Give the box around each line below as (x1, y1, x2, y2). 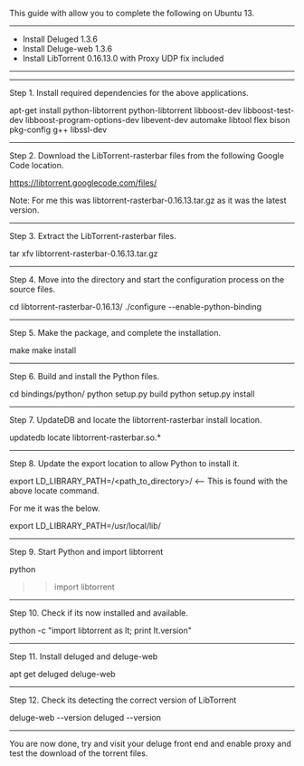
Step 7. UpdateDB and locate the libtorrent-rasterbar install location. (9, 415, 262, 425)
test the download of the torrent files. (9, 748, 148, 759)
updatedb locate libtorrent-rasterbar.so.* (9, 432, 161, 443)
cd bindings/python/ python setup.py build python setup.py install (9, 388, 255, 399)
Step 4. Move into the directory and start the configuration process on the (9, 274, 285, 284)
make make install (9, 345, 77, 356)
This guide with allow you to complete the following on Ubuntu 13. (9, 8, 255, 18)
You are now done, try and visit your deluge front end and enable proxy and (9, 738, 292, 749)
